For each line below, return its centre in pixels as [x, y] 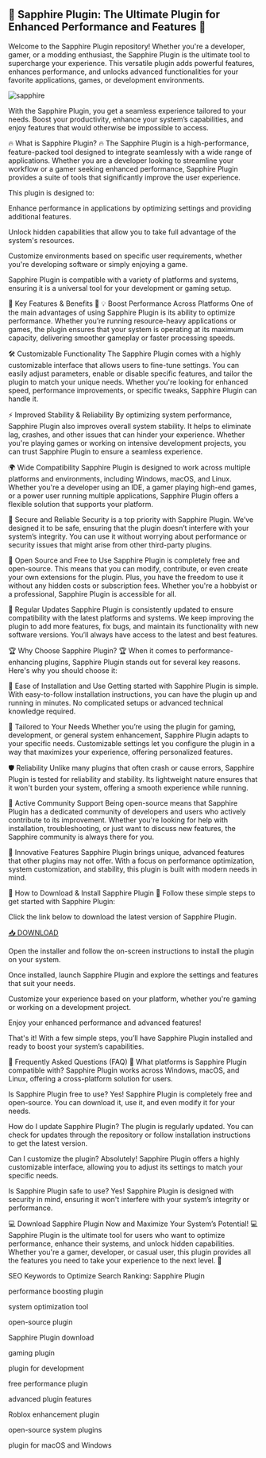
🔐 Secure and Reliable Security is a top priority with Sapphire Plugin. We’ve [131, 519]
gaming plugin [32, 1352]
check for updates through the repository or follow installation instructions [130, 1135]
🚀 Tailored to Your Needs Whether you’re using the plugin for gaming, [122, 726]
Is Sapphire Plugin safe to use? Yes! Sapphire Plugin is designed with [121, 1191]
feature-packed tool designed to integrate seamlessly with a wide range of [130, 152]
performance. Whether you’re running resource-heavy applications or [122, 321]
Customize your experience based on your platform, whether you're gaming [132, 999]
